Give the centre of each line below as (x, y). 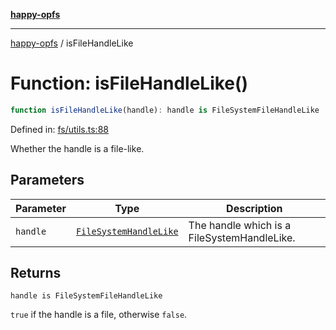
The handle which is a (240, 225)
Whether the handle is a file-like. (77, 148)
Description (254, 208)
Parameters (47, 180)
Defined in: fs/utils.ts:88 (59, 129)
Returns (36, 273)
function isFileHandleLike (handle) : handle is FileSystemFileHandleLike (165, 110)
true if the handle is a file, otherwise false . (99, 315)
